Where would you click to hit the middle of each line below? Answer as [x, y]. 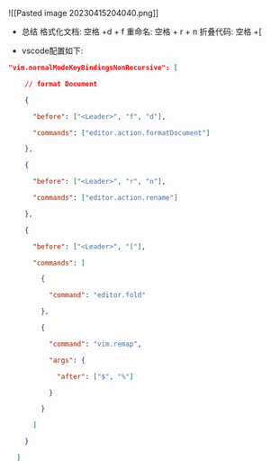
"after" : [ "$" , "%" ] [95, 376]
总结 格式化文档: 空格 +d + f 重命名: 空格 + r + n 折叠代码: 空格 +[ [141, 32]
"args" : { [67, 360]
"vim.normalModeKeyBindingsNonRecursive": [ [93, 68]
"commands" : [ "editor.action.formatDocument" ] [122, 133]
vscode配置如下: [52, 50]
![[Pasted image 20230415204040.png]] [84, 13]
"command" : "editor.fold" [97, 295]
